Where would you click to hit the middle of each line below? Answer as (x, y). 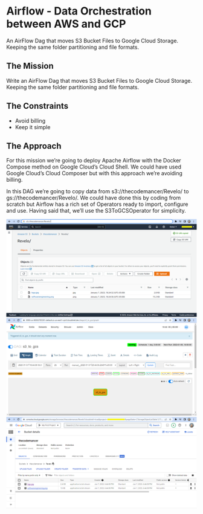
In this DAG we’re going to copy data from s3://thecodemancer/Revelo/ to (98, 191)
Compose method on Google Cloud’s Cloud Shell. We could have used (94, 167)
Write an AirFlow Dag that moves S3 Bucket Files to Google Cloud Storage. (99, 80)
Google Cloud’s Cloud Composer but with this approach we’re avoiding (95, 173)
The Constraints (37, 106)
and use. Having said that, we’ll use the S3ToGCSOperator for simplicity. (96, 211)
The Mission (30, 66)
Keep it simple (33, 127)
